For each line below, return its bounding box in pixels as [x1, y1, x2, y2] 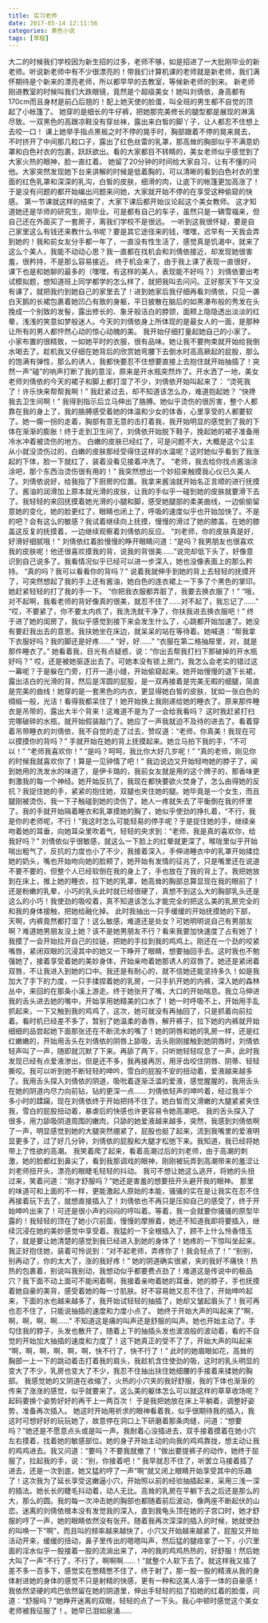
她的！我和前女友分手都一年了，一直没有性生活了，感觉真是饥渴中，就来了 [14, 237, 260, 246]
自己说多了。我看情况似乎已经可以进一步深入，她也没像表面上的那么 [22, 556, 246, 566]
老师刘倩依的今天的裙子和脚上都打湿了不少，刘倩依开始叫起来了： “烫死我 [8, 377, 251, 386]
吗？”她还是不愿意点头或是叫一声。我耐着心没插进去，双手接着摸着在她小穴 [8, 1426, 257, 1436]
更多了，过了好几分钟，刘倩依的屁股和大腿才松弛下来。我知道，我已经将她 [14, 1136, 260, 1146]
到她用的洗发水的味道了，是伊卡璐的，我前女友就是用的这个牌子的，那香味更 [8, 767, 260, 776]
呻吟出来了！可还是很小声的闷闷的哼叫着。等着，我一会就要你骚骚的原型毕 [14, 1206, 260, 1216]
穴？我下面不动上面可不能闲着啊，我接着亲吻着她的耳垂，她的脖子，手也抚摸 [8, 1276, 260, 1286]
